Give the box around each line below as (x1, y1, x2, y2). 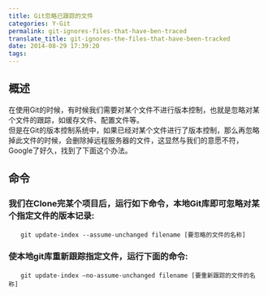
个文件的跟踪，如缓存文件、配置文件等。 (8, 115, 144, 124)
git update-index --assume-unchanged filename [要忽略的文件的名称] (19, 231, 246, 239)
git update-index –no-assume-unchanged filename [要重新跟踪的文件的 (19, 271, 250, 280)
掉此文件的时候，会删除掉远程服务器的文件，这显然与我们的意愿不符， (8, 135, 244, 145)
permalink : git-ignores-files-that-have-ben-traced (8, 27, 187, 35)
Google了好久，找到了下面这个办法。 (8, 145, 132, 155)
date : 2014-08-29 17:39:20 (8, 42, 100, 50)
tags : (8, 50, 27, 58)
